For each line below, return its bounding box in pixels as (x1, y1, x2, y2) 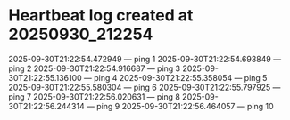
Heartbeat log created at (8, 5, 194, 26)
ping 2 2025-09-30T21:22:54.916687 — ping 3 (8, 63, 180, 74)
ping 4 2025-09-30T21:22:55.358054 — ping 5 (94, 72, 268, 83)
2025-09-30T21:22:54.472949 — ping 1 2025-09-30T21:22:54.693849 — (8, 53, 282, 64)
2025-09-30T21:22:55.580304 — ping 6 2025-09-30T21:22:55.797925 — (8, 82, 281, 92)
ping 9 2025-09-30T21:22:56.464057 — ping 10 (96, 100, 274, 111)
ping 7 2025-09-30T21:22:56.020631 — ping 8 (8, 91, 180, 102)
